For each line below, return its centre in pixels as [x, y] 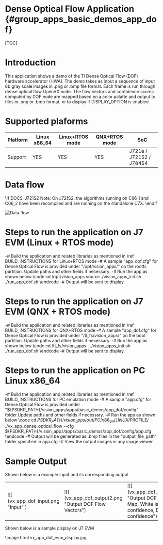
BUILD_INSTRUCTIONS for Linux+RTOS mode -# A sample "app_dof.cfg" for [81, 261]
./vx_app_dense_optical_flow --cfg [40, 426]
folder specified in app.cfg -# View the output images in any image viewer [79, 442]
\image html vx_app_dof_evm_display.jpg [46, 538]
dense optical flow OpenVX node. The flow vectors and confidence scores [80, 91]
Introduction [31, 63]
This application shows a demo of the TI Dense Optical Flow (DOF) [72, 76]
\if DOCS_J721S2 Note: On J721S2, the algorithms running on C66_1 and [77, 198]
